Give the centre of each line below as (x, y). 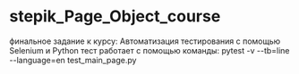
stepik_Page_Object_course (115, 16)
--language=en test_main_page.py (73, 60)
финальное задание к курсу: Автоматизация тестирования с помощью (145, 41)
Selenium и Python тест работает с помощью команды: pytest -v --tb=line (149, 50)
